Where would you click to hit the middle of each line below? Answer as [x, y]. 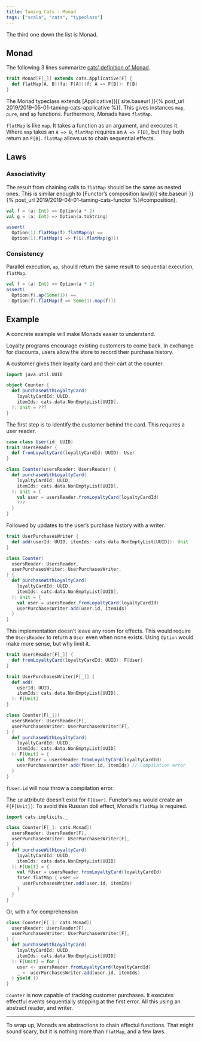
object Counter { [28, 385]
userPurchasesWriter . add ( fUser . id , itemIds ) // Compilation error [101, 765]
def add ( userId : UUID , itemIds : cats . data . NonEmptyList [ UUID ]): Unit [100, 542]
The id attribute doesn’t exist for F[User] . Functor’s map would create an [94, 800]
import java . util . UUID [34, 374]
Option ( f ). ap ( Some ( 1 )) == [44, 295]
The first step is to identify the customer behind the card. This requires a [96, 424]
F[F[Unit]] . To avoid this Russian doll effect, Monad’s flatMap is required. [97, 806]
